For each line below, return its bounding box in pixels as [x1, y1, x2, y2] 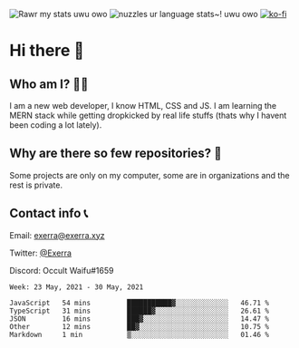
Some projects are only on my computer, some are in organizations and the [9, 169, 290, 180]
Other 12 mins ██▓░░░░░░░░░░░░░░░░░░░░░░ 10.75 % [9, 322, 270, 331]
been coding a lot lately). [9, 120, 102, 130]
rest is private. [9, 179, 63, 190]
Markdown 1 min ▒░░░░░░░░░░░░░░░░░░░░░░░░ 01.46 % [9, 330, 270, 339]
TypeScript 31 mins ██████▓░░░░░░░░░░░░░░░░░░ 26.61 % [9, 306, 270, 315]
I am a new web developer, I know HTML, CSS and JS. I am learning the [9, 101, 277, 111]
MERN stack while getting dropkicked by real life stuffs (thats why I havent [9, 110, 287, 121]
